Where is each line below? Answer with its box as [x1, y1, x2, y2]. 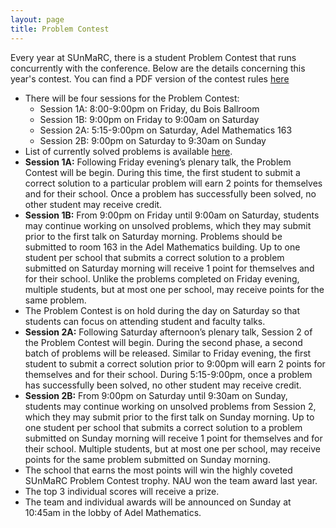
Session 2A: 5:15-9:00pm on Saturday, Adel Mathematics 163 [39, 124, 293, 136]
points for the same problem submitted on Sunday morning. [24, 453, 271, 465]
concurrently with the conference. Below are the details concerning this [10, 62, 306, 74]
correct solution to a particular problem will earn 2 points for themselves [24, 177, 323, 189]
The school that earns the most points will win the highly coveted [24, 464, 293, 476]
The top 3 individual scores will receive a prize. [24, 485, 220, 497]
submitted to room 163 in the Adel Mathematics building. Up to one [24, 241, 301, 253]
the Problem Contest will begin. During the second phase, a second [24, 336, 303, 348]
